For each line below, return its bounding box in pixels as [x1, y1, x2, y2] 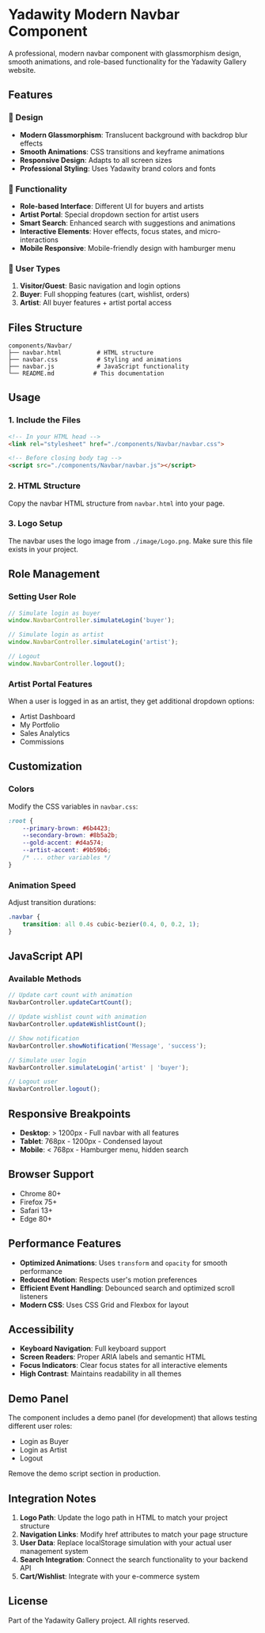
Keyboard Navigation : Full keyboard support [19, 1343, 166, 1354]
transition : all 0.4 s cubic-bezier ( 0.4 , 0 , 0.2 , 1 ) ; [22, 920, 200, 929]
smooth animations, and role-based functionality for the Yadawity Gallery [8, 57, 247, 66]
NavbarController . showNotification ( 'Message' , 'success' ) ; [8, 1042, 207, 1050]
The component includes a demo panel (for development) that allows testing [8, 1413, 258, 1423]
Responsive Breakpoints [8, 1107, 131, 1120]
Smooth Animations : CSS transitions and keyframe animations [19, 146, 225, 156]
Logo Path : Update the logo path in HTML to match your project [19, 1513, 228, 1522]
